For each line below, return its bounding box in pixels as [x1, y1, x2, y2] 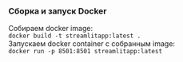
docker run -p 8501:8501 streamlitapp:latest [8, 48, 162, 56]
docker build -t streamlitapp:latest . [8, 32, 141, 41]
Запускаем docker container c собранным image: [8, 39, 176, 48]
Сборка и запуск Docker [8, 6, 107, 17]
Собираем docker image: [8, 24, 93, 33]
